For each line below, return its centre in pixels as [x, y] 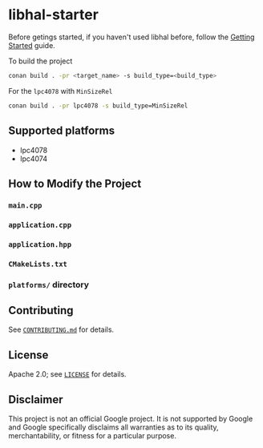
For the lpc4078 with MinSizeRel [61, 91]
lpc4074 [34, 159]
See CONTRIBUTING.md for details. [61, 329]
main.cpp [25, 205]
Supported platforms [61, 131]
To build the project [40, 61]
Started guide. [32, 45]
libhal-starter [53, 15]
